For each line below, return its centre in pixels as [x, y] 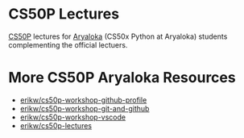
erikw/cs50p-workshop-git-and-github [85, 108]
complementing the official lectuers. [68, 44]
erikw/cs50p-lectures [56, 125]
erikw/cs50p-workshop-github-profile [83, 100]
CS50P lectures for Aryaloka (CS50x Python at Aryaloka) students [118, 36]
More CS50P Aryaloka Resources [122, 78]
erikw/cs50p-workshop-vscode [73, 117]
